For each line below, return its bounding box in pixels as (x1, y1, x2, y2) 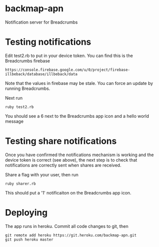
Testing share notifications (5, 136, 117, 147)
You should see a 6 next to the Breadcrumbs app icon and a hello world (5, 113, 149, 119)
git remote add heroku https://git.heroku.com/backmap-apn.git (5, 233, 137, 238)
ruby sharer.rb (5, 181, 36, 186)
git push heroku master (5, 237, 54, 242)
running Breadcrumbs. (5, 85, 50, 91)
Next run (5, 95, 23, 101)
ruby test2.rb (5, 104, 34, 110)
